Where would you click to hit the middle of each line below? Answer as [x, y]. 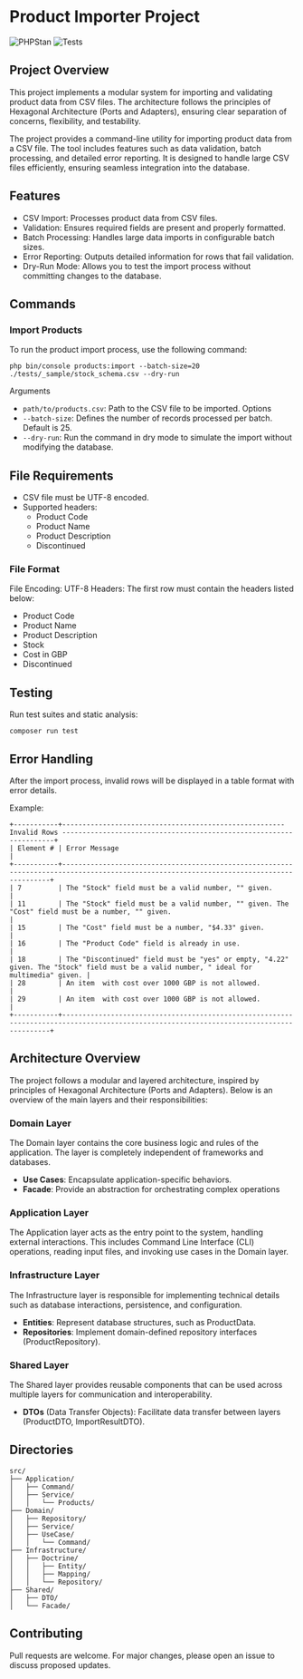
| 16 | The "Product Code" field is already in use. [125, 943]
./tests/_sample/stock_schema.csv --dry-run [95, 374]
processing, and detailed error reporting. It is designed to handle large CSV [149, 158]
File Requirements [62, 476]
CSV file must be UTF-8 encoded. [85, 498]
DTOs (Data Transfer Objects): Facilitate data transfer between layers [151, 1412]
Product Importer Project [105, 17]
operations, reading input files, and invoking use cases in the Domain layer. [149, 1252]
